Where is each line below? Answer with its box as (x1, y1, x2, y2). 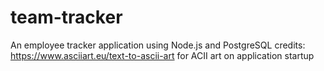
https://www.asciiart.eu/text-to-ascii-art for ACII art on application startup (10, 49, 315, 61)
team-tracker (10, 6, 123, 29)
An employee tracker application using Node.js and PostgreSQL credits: (10, 39, 306, 51)
